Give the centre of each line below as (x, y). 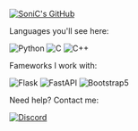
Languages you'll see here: (59, 31)
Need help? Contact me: (54, 100)
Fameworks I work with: (53, 65)
